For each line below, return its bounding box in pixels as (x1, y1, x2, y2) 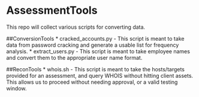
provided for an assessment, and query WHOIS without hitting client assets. (6, 72, 194, 79)
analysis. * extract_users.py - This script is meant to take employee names (6, 47, 191, 54)
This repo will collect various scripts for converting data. (6, 23, 146, 31)
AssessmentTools (6, 4, 98, 17)
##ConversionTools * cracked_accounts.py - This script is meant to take (6, 35, 185, 42)
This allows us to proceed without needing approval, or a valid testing (6, 78, 178, 86)
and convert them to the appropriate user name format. (6, 54, 143, 61)
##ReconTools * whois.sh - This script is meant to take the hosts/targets (6, 65, 185, 72)
